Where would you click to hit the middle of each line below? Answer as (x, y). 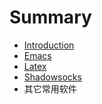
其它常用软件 (50, 88)
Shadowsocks (52, 77)
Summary (50, 17)
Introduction (49, 45)
